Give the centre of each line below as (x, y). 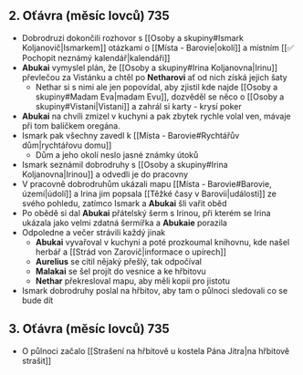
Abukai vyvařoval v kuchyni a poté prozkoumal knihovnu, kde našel (162, 242)
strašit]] (37, 360)
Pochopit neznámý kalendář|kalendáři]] (96, 57)
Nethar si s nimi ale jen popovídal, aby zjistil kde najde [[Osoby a (157, 87)
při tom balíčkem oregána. (71, 125)
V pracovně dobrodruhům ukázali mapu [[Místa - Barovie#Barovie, (146, 183)
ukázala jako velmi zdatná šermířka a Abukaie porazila (124, 223)
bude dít (37, 300)
